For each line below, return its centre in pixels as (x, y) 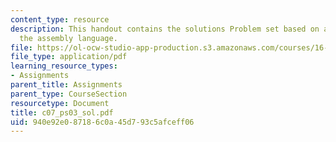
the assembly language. (68, 38)
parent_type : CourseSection (69, 94)
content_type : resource (60, 19)
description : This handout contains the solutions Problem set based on (165, 29)
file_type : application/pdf (69, 57)
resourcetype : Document (60, 103)
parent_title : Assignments (66, 85)
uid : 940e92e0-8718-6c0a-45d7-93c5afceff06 (102, 122)
